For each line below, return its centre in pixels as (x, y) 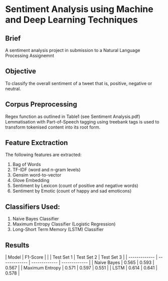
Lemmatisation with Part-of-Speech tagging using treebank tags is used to (82, 121)
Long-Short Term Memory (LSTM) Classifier (58, 229)
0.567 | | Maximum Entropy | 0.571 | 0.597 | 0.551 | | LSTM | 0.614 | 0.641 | (81, 268)
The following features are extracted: (43, 155)
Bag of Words (27, 164)
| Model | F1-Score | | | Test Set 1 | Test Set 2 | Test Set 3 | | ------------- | (81, 257)
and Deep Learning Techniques (71, 20)
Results (17, 245)
